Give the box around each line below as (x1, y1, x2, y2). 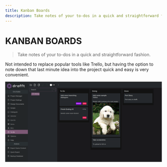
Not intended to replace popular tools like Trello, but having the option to (5, 61, 154, 67)
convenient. (5, 72, 29, 78)
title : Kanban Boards (5, 8, 50, 13)
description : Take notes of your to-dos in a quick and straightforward (5, 13, 159, 18)
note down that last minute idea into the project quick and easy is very (5, 67, 149, 73)
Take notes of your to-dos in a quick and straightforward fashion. (17, 52, 151, 58)
